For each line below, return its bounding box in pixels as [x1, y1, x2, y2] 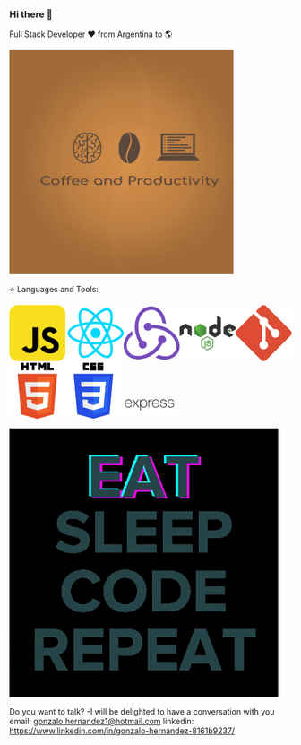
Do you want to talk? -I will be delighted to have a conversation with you [9, 706, 275, 717]
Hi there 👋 [9, 8, 54, 21]
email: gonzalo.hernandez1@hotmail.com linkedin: [9, 716, 194, 727]
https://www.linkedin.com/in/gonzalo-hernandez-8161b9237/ [9, 725, 236, 736]
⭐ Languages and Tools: [9, 284, 99, 295]
